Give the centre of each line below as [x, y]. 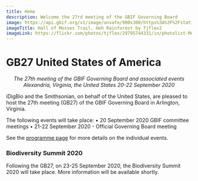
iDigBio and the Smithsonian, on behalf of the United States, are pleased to [97, 96]
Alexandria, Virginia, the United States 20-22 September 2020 [99, 85]
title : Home [21, 11]
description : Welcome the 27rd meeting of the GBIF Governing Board [92, 17]
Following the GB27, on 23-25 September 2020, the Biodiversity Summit [93, 166]
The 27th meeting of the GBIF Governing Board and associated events [99, 79]
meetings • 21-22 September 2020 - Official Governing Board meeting [91, 126]
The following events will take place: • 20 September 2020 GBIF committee [98, 120]
